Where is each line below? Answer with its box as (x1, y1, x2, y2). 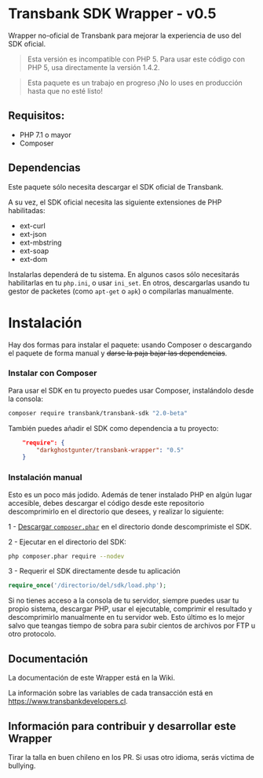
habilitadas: (8, 205, 46, 215)
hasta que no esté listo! (27, 86, 104, 95)
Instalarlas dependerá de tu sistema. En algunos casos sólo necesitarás (8, 269, 239, 279)
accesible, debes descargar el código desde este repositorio (8, 498, 205, 507)
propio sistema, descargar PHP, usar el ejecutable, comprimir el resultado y (8, 604, 253, 614)
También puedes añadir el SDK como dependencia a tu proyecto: (8, 423, 219, 433)
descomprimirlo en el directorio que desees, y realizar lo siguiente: (8, 507, 225, 516)
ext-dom (19, 254, 48, 264)
